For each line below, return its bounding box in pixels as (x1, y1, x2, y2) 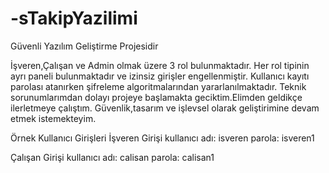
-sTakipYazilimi (10, 7, 138, 30)
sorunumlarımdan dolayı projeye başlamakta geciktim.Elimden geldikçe (10, 91, 303, 103)
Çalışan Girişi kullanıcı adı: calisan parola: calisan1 (10, 151, 215, 163)
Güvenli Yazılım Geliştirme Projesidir (10, 40, 159, 52)
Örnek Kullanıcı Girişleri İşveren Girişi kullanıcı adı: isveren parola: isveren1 (10, 132, 315, 144)
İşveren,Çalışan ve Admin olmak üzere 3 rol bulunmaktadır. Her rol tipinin (10, 59, 310, 71)
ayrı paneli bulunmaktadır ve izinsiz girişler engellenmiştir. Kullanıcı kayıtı (10, 70, 310, 82)
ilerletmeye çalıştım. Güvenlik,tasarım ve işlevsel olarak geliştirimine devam (10, 102, 320, 114)
